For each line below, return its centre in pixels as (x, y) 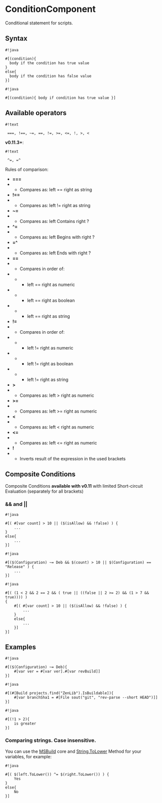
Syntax (16, 38)
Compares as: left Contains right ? (54, 221)
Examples (20, 647)
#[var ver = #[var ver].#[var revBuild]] (57, 671)
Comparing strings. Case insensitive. (51, 740)
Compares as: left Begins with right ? (57, 237)
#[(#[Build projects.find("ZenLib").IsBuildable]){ (59, 693)
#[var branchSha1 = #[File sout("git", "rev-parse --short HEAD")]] (86, 698)
